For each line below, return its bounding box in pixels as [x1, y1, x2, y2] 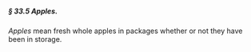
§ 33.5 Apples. [8, 6, 58, 16]
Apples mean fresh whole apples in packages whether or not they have [8, 26, 243, 35]
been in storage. [8, 34, 62, 43]
